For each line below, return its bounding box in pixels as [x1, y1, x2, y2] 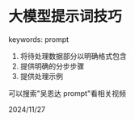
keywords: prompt [8, 34, 70, 44]
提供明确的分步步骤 [19, 61, 85, 71]
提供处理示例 [19, 71, 63, 81]
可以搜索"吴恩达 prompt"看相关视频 [8, 88, 127, 98]
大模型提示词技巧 [8, 7, 123, 26]
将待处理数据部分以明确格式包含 [19, 51, 127, 60]
